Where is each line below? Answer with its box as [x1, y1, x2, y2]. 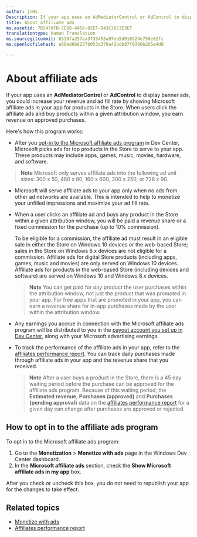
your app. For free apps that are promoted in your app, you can [29, 296, 182, 303]
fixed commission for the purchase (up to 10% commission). [14, 223, 160, 230]
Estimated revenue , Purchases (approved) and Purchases [29, 392, 173, 400]
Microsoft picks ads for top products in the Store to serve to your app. [14, 145, 184, 152]
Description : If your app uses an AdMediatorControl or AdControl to [6, 14, 180, 20]
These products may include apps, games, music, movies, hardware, [14, 151, 181, 159]
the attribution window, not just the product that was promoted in [29, 289, 186, 297]
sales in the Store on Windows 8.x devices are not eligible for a [14, 247, 167, 254]
